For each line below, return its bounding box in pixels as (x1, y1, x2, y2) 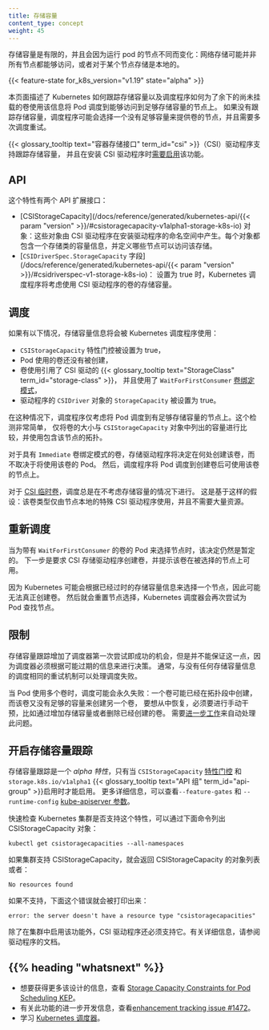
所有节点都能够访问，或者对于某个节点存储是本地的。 (8, 59, 184, 69)
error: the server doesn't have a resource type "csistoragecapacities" (8, 912, 256, 920)
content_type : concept (8, 19, 84, 27)
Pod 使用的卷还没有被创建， (19, 355, 113, 365)
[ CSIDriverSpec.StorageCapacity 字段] (19, 251, 146, 261)
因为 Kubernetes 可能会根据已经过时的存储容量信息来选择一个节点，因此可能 (8, 582, 261, 592)
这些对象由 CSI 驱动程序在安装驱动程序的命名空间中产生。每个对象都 (34, 231, 260, 241)
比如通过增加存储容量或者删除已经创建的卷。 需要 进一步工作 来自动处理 (22, 708, 256, 718)
